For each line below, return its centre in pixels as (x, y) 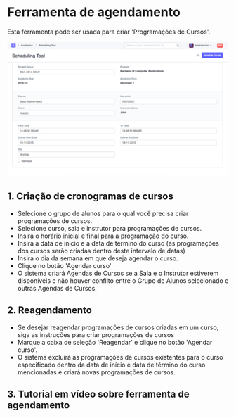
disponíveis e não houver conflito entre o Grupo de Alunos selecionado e (123, 280)
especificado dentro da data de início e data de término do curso (111, 365)
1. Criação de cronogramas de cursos (90, 197)
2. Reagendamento (50, 310)
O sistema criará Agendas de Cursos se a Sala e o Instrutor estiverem (118, 273)
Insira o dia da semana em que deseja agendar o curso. (98, 258)
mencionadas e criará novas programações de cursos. (96, 372)
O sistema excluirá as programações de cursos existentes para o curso (120, 357)
